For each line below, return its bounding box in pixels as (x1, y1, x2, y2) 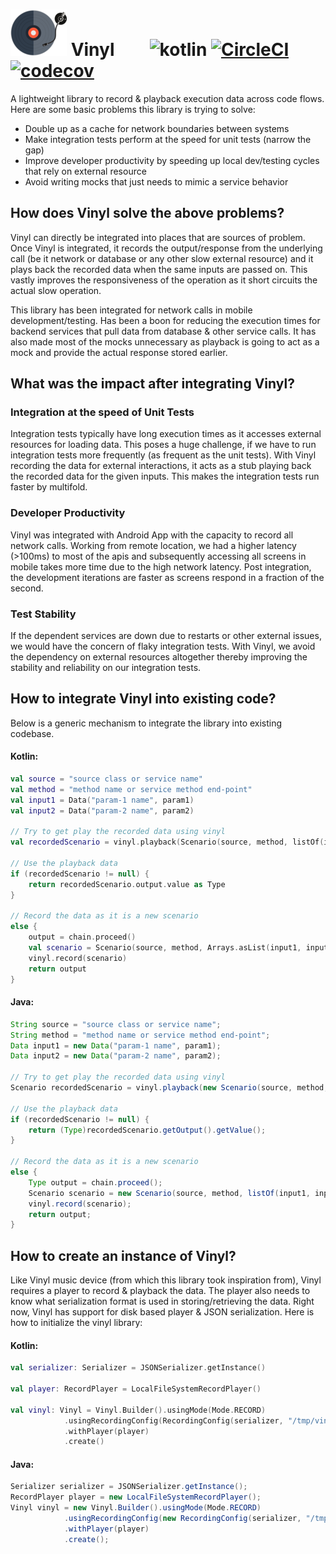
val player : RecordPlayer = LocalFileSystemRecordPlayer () (10, 1384, 262, 1394)
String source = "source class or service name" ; (10, 1019, 222, 1029)
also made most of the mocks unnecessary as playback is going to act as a (10, 335, 320, 348)
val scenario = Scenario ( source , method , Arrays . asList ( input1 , (28, 943, 302, 953)
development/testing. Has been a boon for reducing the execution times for (10, 314, 321, 326)
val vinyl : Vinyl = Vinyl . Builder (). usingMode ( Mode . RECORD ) (10, 1405, 267, 1415)
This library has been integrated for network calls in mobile (10, 304, 253, 316)
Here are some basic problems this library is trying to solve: (10, 103, 256, 115)
